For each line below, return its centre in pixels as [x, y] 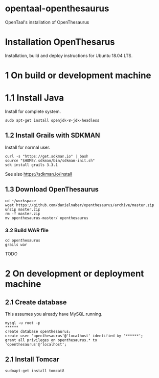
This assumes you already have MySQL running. [54, 314]
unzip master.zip [23, 209]
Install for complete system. [33, 111]
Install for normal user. [28, 147]
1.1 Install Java [34, 98]
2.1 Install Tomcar [32, 360]
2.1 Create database [36, 302]
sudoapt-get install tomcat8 [35, 371]
